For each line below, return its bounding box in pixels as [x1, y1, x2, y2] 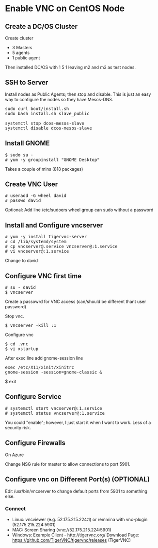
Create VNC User [5, 180, 58, 189]
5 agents [12, 50, 30, 55]
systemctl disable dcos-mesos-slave [5, 125, 92, 131]
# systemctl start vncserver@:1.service [5, 406, 103, 411]
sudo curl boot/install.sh [5, 106, 69, 111]
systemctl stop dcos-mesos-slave [5, 120, 85, 126]
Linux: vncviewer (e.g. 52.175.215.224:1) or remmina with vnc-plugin [12, 516, 148, 522]
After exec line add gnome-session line [5, 355, 83, 361]
